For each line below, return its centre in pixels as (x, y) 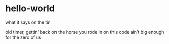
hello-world (30, 9)
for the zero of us (23, 37)
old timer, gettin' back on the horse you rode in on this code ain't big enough (85, 32)
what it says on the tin (28, 22)
